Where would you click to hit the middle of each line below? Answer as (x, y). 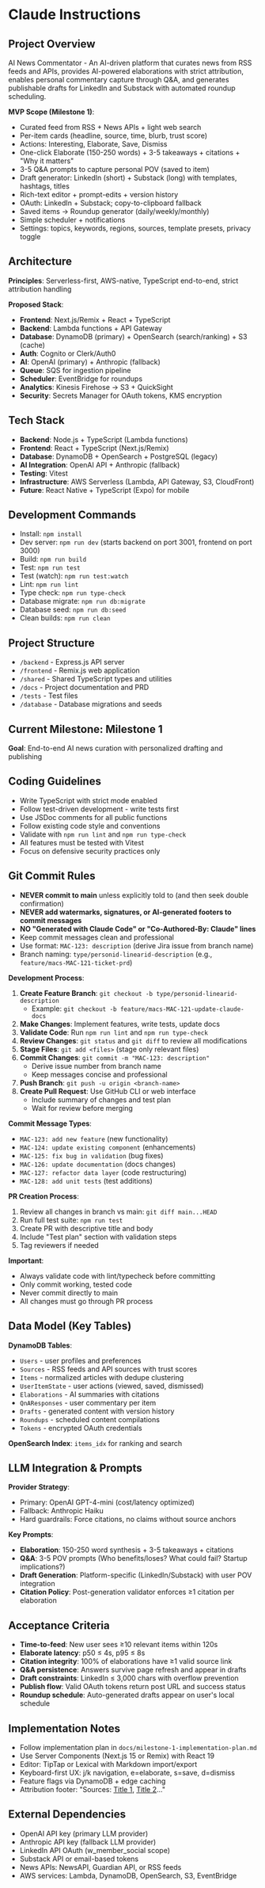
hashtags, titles (44, 186)
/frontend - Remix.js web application (79, 670)
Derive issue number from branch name (97, 1066)
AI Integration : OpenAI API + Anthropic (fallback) (100, 464)
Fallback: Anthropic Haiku (62, 1511)
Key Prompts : (31, 1535)
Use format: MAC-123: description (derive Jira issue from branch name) (136, 945)
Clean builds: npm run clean (65, 618)
